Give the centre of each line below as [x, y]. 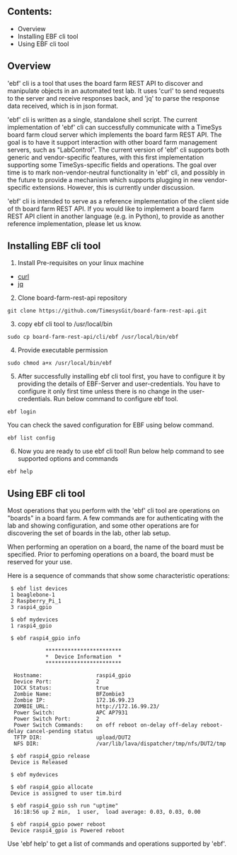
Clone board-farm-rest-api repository [72, 298]
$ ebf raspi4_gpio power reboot [58, 825]
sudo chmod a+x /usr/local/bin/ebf [60, 363]
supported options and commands [68, 459]
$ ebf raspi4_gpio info [45, 638]
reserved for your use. [40, 562]
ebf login [22, 412]
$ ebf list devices [39, 589]
